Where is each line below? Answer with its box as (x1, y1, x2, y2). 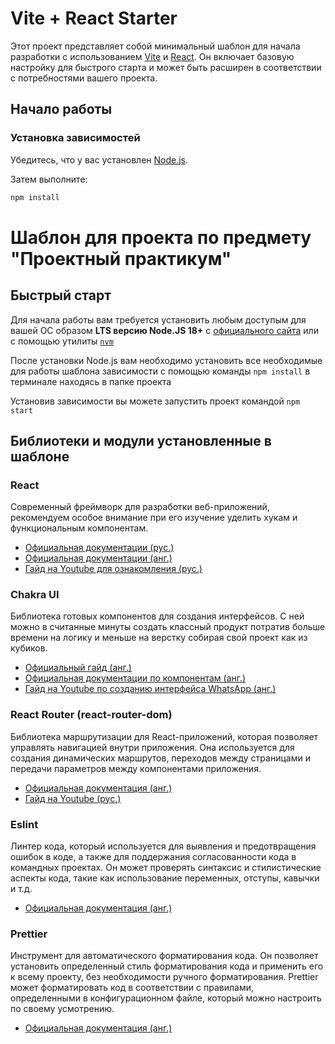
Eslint (10, 817, 39, 831)
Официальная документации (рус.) (24, 542, 175, 554)
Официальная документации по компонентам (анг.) (24, 672, 247, 684)
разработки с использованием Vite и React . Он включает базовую (10, 50, 295, 62)
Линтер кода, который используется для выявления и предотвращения (10, 840, 317, 852)
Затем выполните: (10, 173, 88, 185)
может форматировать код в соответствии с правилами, (10, 982, 254, 994)
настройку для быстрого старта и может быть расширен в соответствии (10, 61, 322, 73)
